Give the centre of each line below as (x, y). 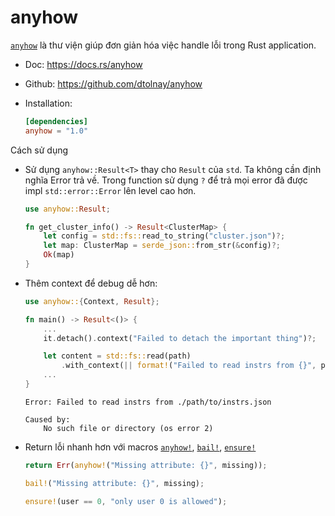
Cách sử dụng (39, 150)
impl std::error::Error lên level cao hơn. (110, 190)
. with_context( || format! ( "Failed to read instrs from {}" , (189, 366)
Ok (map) (59, 255)
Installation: (48, 103)
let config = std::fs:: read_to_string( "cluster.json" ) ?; (164, 236)
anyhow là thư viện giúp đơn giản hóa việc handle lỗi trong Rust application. (163, 45)
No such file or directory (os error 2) (128, 428)
